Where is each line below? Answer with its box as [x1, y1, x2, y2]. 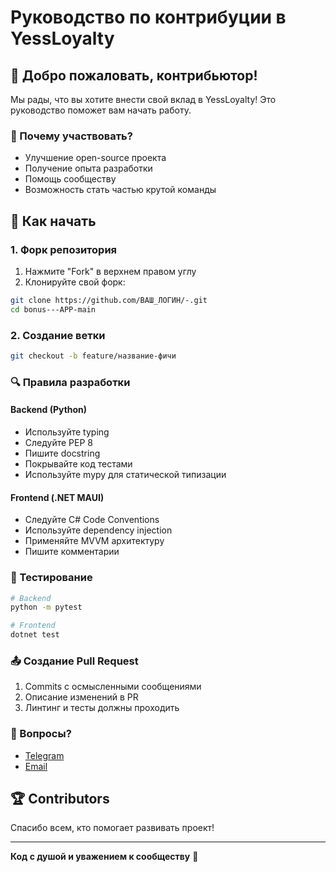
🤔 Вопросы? [10, 727, 72, 741]
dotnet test [10, 630, 60, 640]
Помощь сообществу [24, 173, 117, 185]
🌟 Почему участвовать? [10, 129, 133, 143]
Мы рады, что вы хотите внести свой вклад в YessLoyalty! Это [10, 94, 277, 105]
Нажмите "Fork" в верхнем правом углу [24, 265, 197, 277]
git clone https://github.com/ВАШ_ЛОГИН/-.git [10, 295, 208, 305]
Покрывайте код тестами [24, 458, 133, 470]
